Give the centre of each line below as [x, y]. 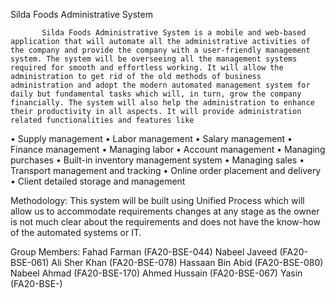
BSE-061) [30, 262]
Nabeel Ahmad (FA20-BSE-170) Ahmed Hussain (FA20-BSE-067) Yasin [156, 273]
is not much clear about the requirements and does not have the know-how [165, 222]
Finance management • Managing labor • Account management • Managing [168, 149]
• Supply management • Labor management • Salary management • [151, 138]
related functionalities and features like [102, 120]
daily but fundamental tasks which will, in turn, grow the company [156, 94]
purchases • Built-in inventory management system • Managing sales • [157, 160]
